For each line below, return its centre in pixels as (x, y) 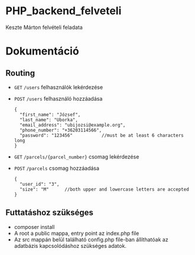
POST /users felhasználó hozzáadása (58, 98)
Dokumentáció (42, 51)
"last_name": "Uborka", (49, 120)
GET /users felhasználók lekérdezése (58, 87)
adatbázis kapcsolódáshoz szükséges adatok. (70, 246)
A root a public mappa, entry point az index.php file (77, 233)
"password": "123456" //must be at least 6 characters (102, 135)
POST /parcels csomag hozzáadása (57, 168)
